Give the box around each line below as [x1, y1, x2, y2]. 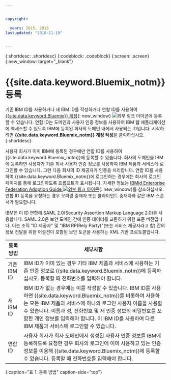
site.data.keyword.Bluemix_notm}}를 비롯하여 [38, 292, 145, 299]
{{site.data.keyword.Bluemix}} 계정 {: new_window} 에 [5, 113, 153, 119]
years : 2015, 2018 [10, 25, 49, 31]
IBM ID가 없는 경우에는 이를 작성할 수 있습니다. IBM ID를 [23, 284, 151, 291]
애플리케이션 [140, 119, 165, 125]
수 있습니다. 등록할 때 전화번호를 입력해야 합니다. [23, 355, 133, 362]
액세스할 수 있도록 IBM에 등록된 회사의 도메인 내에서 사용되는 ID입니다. [10, 126, 151, 132]
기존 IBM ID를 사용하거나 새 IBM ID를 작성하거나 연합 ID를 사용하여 [5, 106, 138, 112]
